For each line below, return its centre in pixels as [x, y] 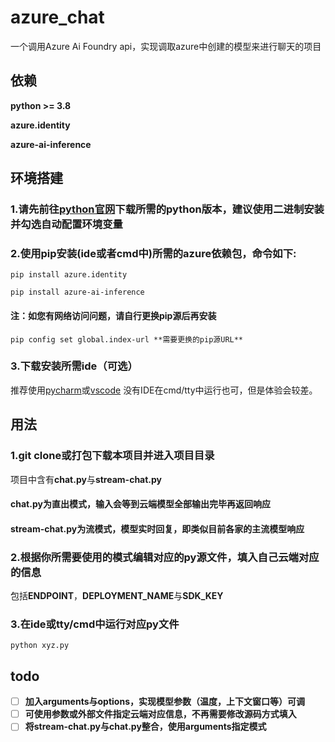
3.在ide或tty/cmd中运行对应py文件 [95, 624]
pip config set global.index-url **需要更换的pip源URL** [127, 339]
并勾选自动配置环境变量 [66, 224]
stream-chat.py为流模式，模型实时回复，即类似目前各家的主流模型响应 [157, 528]
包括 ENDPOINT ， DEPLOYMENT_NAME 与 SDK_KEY [117, 596]
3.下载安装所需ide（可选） [74, 366]
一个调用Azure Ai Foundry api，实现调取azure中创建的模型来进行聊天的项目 [166, 46]
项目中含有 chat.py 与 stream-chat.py [86, 479]
